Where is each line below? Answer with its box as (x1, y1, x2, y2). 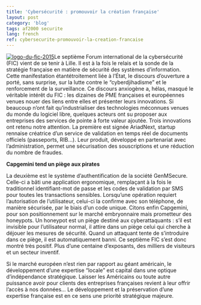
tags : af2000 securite (6, 25, 63, 32)
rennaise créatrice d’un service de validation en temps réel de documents (6, 130, 188, 137)
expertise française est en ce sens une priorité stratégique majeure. (6, 292, 174, 299)
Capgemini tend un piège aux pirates (6, 160, 100, 168)
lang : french (6, 31, 39, 37)
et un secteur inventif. (6, 249, 60, 256)
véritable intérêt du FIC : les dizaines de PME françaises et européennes (6, 91, 185, 98)
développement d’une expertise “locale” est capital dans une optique (6, 267, 177, 274)
